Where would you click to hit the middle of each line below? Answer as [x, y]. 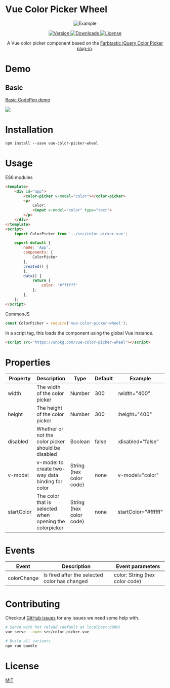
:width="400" [134, 393]
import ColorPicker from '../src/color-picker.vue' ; [71, 234]
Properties [28, 362]
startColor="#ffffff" [140, 512]
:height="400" [135, 414]
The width [49, 387]
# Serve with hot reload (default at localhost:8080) [63, 627]
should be [49, 448]
